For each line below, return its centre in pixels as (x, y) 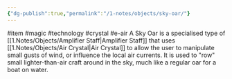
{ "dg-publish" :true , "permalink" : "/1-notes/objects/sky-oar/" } (99, 13)
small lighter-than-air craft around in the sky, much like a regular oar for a (112, 62)
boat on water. (28, 69)
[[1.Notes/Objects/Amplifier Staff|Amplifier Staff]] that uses (91, 40)
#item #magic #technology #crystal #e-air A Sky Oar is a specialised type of (116, 33)
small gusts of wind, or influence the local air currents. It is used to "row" (111, 55)
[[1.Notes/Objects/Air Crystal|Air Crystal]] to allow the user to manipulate (111, 47)
